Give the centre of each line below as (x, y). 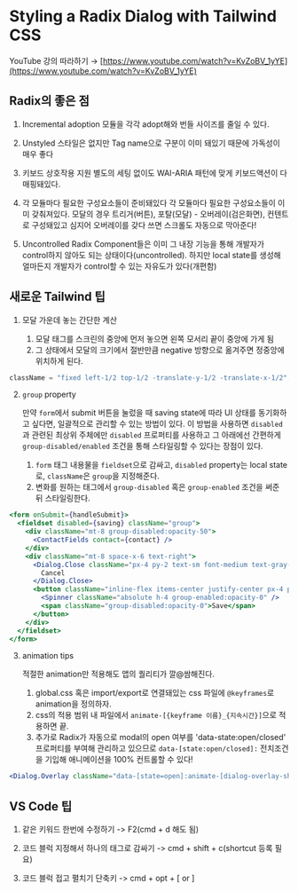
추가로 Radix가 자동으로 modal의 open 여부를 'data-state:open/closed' (161, 738)
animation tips (47, 656)
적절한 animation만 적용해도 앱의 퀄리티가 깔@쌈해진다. (118, 674)
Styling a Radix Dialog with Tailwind (143, 16)
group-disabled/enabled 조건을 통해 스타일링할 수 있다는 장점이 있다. (142, 446)
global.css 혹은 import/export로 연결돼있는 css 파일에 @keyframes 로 (155, 693)
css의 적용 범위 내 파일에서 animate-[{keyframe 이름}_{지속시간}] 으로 (156, 715)
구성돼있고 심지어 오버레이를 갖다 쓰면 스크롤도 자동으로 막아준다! (144, 225)
